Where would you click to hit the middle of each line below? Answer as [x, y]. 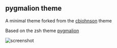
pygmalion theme [34, 8]
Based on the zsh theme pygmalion [42, 31]
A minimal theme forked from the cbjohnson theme [58, 20]
